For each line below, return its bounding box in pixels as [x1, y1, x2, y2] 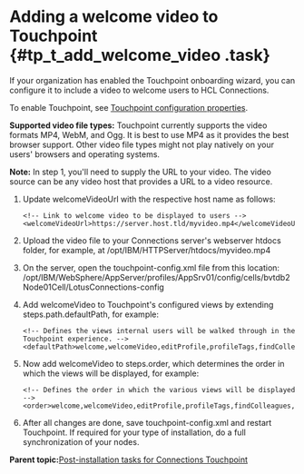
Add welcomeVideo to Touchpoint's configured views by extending [22, 299, 274, 310]
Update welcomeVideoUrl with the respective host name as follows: [22, 193, 276, 204]
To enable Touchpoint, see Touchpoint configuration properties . [9, 102, 249, 113]
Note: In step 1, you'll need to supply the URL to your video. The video [9, 166, 272, 177]
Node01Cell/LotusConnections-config [22, 281, 165, 292]
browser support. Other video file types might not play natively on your [9, 139, 275, 150]
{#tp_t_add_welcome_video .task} [9, 45, 270, 65]
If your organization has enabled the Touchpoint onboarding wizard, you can [9, 74, 296, 85]
